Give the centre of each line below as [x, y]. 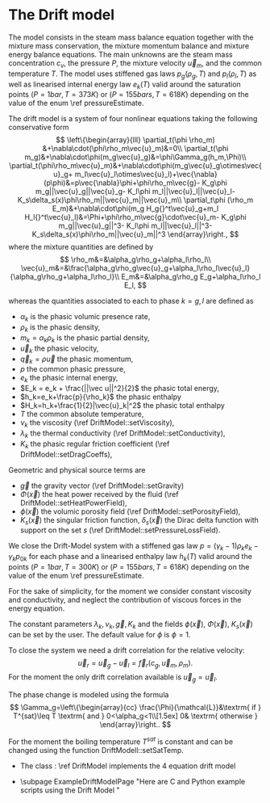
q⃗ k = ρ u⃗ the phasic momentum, [77, 359]
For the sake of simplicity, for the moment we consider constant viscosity [130, 591]
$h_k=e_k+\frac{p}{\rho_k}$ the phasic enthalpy [100, 397]
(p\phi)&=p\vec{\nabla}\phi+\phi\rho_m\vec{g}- [122, 183]
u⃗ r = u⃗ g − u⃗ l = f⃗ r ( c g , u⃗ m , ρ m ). [135, 664]
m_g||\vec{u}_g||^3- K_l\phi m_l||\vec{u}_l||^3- [135, 226]
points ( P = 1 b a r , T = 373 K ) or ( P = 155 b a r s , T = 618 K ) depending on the [129, 95]
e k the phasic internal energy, [69, 379]
